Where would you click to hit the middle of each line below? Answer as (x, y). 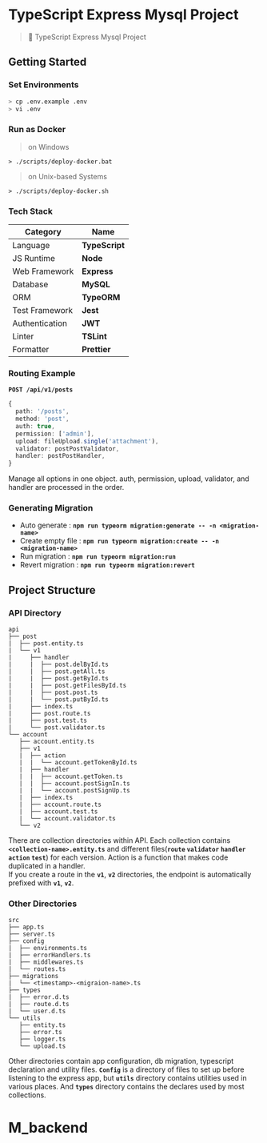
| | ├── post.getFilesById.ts (68, 686)
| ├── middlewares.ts (46, 962)
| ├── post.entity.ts (46, 644)
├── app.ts (26, 927)
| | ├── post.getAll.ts (57, 672)
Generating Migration (51, 508)
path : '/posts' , (42, 411)
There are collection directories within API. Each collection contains (120, 840)
